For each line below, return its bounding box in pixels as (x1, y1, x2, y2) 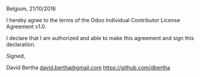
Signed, (6, 53, 25, 59)
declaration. (6, 41, 36, 48)
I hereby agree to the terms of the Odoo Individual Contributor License (6, 17, 180, 23)
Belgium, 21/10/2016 (6, 5, 56, 12)
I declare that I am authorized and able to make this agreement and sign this (6, 35, 194, 41)
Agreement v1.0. (6, 23, 47, 30)
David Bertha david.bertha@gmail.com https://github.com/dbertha (6, 64, 171, 71)
